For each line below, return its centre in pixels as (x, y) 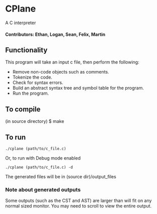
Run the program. (31, 93)
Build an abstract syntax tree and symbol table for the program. (78, 88)
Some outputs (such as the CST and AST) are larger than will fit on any (78, 201)
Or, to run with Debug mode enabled (43, 158)
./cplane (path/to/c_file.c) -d (39, 167)
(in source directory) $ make (35, 121)
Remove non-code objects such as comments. (61, 72)
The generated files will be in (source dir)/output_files (61, 176)
